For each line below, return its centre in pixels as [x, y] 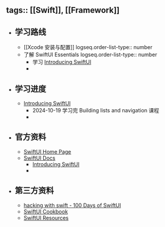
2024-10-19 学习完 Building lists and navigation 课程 [96, 111]
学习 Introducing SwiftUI [62, 62]
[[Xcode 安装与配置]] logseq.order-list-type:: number [88, 47]
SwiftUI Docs [39, 158]
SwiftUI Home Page [47, 151]
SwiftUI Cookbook [46, 211]
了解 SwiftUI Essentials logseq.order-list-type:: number [90, 55]
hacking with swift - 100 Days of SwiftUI [72, 205]
